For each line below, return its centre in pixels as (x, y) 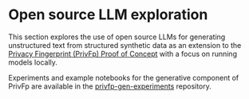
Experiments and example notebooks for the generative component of (124, 77)
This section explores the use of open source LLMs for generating (117, 37)
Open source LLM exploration (108, 15)
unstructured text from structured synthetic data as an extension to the (125, 45)
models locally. (33, 62)
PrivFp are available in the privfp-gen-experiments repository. (110, 86)
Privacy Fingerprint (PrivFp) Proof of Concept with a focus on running (123, 53)
